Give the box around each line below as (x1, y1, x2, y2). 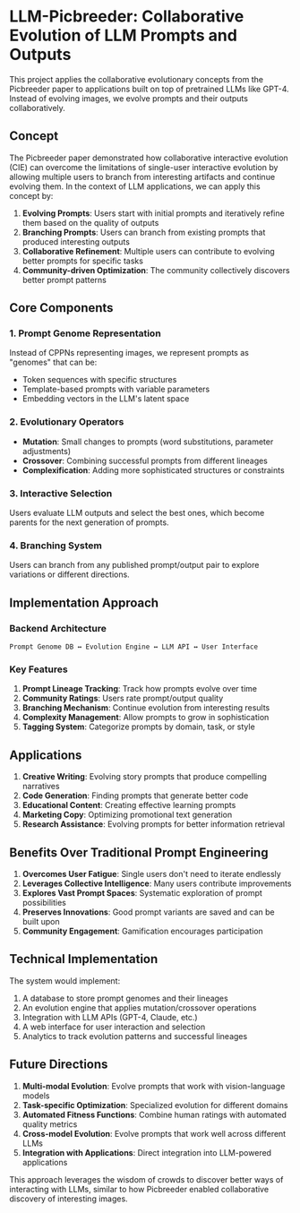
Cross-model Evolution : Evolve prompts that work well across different (21, 1128, 287, 1139)
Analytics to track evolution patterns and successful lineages (21, 1030, 248, 1041)
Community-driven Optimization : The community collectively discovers (21, 264, 290, 275)
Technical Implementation (9, 951, 159, 967)
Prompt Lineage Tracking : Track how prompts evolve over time (21, 684, 258, 694)
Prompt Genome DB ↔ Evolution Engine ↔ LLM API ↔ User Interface (9, 642, 258, 651)
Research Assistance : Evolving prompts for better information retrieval (21, 819, 286, 830)
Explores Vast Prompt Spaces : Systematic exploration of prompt (21, 887, 262, 898)
